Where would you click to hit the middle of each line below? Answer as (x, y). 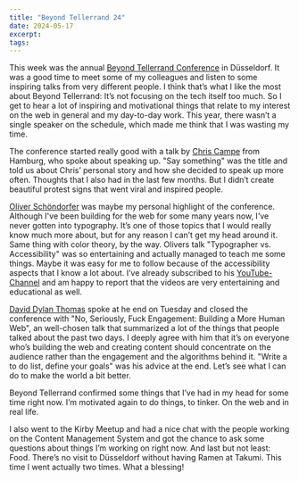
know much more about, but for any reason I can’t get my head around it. (144, 235)
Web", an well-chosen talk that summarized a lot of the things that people (144, 328)
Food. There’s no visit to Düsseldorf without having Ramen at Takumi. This (145, 458)
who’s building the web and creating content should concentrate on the (140, 347)
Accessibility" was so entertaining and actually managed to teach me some (147, 254)
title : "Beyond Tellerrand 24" (67, 17)
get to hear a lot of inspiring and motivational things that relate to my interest (150, 106)
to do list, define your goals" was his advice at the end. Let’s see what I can (148, 366)
